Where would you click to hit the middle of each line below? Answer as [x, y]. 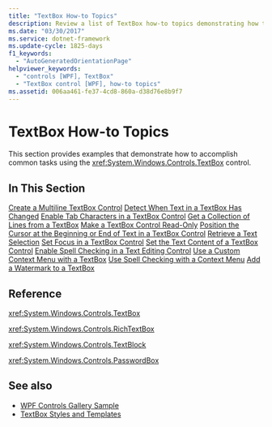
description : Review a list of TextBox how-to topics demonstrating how [134, 24]
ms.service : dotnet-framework [59, 39]
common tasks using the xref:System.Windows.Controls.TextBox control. [130, 162]
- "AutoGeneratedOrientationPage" [74, 62]
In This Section [47, 188]
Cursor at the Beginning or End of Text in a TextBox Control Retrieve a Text [133, 234]
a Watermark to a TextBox [51, 268]
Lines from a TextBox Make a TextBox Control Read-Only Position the [124, 225]
